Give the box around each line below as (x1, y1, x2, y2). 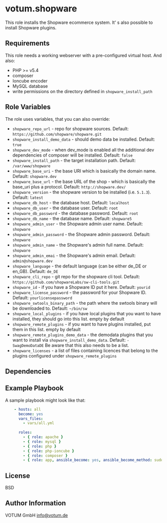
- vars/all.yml (23, 421, 55, 426)
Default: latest (12, 194, 44, 200)
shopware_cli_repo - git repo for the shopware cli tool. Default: (12, 273, 140, 279)
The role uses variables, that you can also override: (5, 116, 110, 122)
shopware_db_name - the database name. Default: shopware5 (12, 215, 132, 221)
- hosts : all (14, 407, 41, 412)
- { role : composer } (23, 453, 68, 458)
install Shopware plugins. (5, 24, 57, 30)
